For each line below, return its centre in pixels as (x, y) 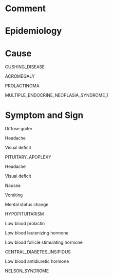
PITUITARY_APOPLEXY (28, 157)
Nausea (13, 185)
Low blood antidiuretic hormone (37, 261)
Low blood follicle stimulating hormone (44, 242)
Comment (26, 9)
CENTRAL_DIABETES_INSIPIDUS (38, 252)
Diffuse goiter (19, 129)
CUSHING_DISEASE (25, 67)
